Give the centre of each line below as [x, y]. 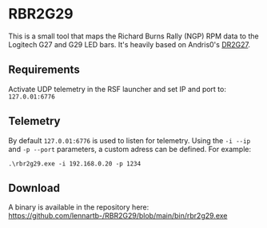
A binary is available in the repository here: [79, 207]
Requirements [44, 70]
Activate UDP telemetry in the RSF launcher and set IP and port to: [117, 89]
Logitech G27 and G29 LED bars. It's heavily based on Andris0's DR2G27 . [129, 44]
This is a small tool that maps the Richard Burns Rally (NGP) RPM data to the [133, 36]
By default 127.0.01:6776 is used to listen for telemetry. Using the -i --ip [130, 140]
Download [34, 188]
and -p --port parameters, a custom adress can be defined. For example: [130, 149]
